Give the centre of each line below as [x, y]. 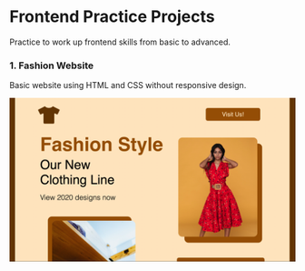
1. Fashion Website [51, 65]
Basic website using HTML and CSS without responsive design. [128, 85]
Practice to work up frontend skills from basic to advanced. [120, 42]
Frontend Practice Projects [112, 17]
